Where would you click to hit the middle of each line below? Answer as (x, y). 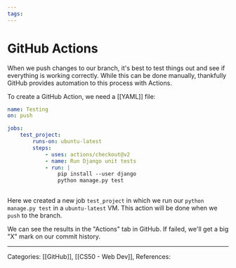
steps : (42, 148)
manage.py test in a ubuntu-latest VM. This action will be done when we (112, 208)
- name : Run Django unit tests (91, 161)
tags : (15, 14)
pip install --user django (97, 174)
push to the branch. (35, 215)
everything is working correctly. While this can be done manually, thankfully (117, 75)
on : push (20, 116)
